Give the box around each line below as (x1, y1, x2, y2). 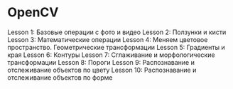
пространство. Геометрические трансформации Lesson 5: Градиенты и (7, 43, 225, 51)
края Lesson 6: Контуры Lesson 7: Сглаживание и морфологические (7, 51, 215, 59)
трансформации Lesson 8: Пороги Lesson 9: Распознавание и (7, 58, 195, 66)
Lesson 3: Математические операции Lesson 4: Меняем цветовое (7, 35, 208, 43)
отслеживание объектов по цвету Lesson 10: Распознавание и (7, 66, 197, 74)
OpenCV (7, 4, 59, 21)
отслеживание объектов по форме (7, 73, 113, 82)
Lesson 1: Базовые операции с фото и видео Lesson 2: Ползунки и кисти (7, 28, 227, 36)
